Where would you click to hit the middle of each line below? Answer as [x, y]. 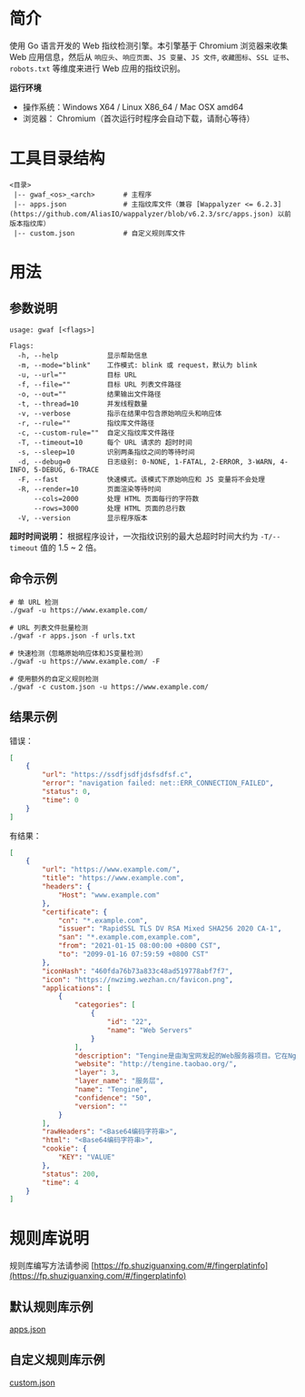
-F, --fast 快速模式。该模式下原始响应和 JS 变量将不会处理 [142, 479]
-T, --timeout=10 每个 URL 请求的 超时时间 [105, 442]
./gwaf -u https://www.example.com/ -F [85, 661]
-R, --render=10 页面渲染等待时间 [89, 489]
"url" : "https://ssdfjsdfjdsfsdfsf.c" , [118, 775]
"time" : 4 [60, 1182]
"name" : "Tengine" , [111, 1090]
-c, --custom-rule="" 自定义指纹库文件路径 [96, 433]
